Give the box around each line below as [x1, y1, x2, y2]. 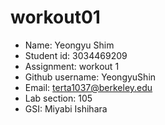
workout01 [10, 6, 101, 29]
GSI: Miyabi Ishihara [24, 102, 108, 115]
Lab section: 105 [24, 92, 93, 104]
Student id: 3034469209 [24, 49, 128, 61]
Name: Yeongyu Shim [24, 39, 115, 51]
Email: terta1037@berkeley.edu [24, 81, 153, 93]
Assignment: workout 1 [24, 60, 120, 72]
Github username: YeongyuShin [24, 71, 157, 83]
